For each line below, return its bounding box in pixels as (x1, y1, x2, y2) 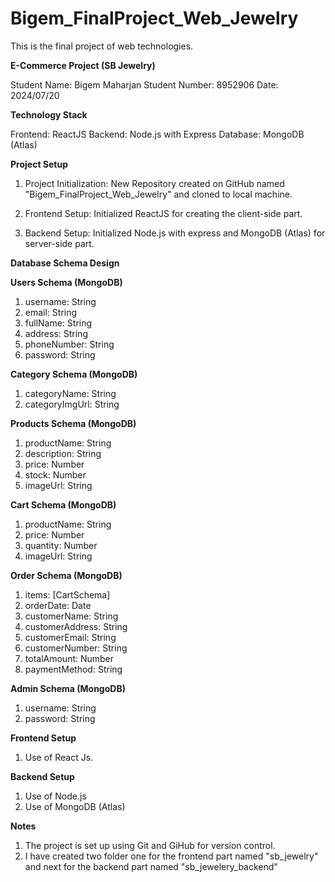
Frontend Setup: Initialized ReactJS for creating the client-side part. (24, 207, 303, 219)
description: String (24, 447, 102, 459)
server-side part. (24, 237, 95, 249)
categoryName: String (24, 387, 117, 399)
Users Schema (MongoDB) (10, 276, 123, 288)
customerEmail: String (24, 631, 117, 643)
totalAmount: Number (24, 652, 115, 664)
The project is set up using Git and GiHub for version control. (24, 839, 276, 851)
